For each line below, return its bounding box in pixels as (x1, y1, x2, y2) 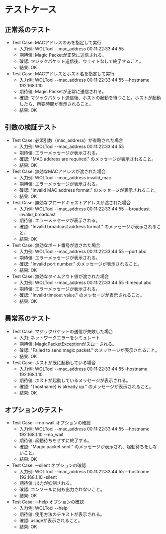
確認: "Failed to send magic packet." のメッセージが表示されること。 (19, 347, 160, 353)
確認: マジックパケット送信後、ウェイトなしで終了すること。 (19, 58, 144, 64)
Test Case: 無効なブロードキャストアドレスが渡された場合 (11, 199, 131, 205)
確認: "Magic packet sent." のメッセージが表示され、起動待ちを (19, 444, 149, 450)
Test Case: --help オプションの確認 (11, 499, 84, 505)
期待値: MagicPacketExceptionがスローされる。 (19, 341, 117, 347)
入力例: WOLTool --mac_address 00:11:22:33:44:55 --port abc (19, 248, 147, 254)
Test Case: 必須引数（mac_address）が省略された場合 (11, 137, 123, 143)
